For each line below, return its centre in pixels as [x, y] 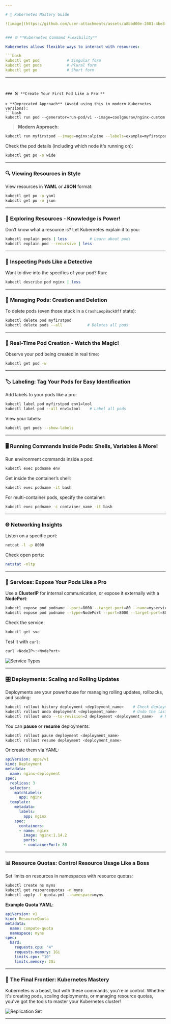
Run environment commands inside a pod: [50, 459]
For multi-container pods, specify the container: [55, 497]
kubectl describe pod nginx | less [43, 282]
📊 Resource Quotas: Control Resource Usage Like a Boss [77, 863]
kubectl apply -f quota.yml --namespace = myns [54, 895]
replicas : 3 [23, 783]
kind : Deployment [24, 764]
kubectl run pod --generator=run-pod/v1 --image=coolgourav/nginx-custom [85, 117]
